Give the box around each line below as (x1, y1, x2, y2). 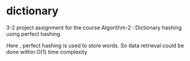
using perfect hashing (6, 30, 61, 37)
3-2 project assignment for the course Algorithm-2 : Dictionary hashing (6, 24, 182, 31)
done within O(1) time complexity (6, 48, 88, 55)
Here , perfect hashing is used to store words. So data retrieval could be (6, 42, 185, 49)
